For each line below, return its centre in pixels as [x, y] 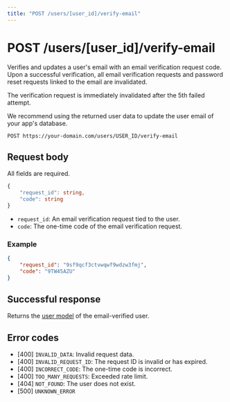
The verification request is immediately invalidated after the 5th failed [106, 95]
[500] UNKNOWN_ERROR [46, 391]
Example [22, 244]
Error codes [33, 337]
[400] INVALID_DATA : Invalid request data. [76, 354]
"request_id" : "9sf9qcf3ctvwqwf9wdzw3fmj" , [83, 265]
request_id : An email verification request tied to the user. [98, 219]
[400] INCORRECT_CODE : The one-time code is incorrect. [95, 369]
